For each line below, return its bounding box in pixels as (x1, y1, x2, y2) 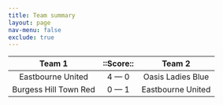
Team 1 (39, 58, 69, 69)
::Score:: (102, 58, 134, 69)
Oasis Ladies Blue (143, 71, 210, 82)
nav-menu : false (8, 26, 61, 34)
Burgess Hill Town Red (12, 84, 96, 95)
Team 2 (161, 58, 191, 69)
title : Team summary (8, 11, 76, 20)
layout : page (8, 19, 51, 27)
